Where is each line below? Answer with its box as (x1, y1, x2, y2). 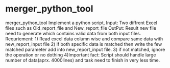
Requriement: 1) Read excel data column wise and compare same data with (5, 36, 163, 42)
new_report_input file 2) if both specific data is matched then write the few (5, 41, 162, 47)
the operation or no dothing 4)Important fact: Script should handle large (5, 51, 156, 58)
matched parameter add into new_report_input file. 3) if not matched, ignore (5, 46, 165, 52)
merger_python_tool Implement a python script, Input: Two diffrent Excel (5, 20, 157, 26)
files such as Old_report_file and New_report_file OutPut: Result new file (5, 25, 157, 31)
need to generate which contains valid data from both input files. (5, 30, 141, 36)
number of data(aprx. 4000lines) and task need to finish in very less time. (5, 57, 160, 63)
